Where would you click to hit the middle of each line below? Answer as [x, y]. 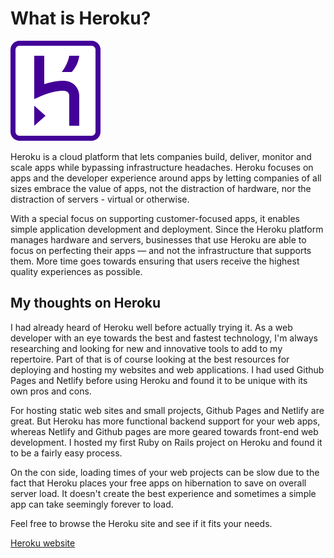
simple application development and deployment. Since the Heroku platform [167, 229]
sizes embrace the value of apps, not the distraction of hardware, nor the [161, 188]
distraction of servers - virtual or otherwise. [100, 199]
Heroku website [43, 543]
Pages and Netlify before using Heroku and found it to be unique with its [159, 380]
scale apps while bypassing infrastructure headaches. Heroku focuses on [162, 167]
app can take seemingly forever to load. [92, 504]
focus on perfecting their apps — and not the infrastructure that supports [161, 250]
